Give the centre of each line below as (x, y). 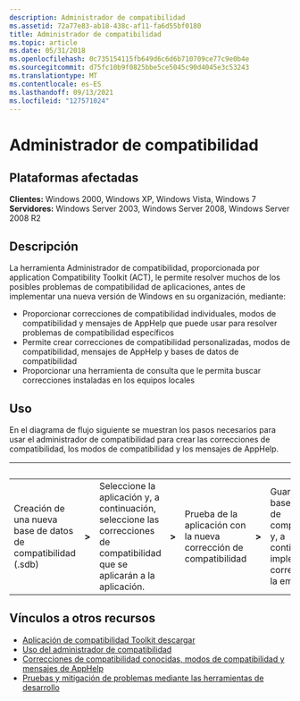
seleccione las (129, 519)
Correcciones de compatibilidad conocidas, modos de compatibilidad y (153, 659)
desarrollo (41, 687)
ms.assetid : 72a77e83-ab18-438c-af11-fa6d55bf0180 (105, 26)
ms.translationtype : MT (54, 76)
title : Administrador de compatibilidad (86, 34)
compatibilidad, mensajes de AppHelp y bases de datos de (130, 352)
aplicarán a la (127, 575)
